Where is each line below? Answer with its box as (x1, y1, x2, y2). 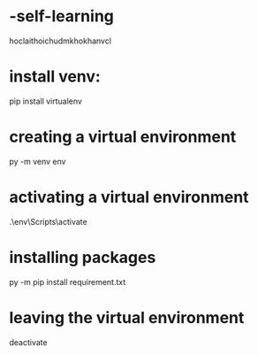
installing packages (9, 247, 156, 267)
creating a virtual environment (9, 127, 237, 147)
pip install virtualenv (9, 96, 82, 106)
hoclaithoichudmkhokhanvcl (9, 35, 112, 46)
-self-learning (9, 6, 115, 27)
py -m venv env (9, 156, 66, 166)
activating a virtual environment (9, 188, 249, 207)
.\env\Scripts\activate (9, 216, 87, 227)
